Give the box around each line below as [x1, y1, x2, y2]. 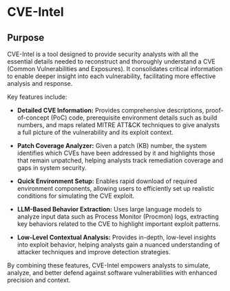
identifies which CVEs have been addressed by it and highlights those [17, 149, 216, 157]
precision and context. [7, 276, 71, 284]
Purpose [7, 32, 45, 44]
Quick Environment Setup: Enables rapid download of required [17, 177, 198, 185]
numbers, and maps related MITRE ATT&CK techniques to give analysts [17, 121, 220, 129]
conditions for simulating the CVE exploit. [17, 191, 135, 200]
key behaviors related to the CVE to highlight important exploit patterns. [17, 220, 220, 228]
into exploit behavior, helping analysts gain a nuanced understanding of [17, 241, 220, 249]
